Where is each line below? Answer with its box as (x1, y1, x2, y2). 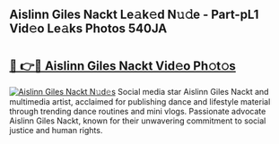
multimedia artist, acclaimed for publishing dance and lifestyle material (9, 97, 271, 106)
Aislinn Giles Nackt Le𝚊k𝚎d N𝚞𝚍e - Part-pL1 (9, 7, 259, 22)
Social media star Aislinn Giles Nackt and (118, 87, 269, 97)
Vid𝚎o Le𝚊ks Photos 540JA (9, 21, 168, 37)
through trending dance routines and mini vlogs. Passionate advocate (9, 106, 266, 116)
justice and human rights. (9, 125, 103, 135)
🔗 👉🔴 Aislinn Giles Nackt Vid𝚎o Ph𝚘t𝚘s (9, 58, 236, 73)
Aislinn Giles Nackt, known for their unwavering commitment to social (9, 115, 266, 126)
